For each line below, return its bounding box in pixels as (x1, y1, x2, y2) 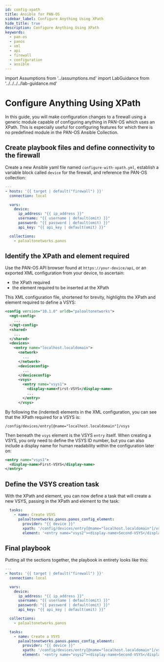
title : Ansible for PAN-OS (5, 12, 60, 17)
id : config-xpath (5, 7, 41, 12)
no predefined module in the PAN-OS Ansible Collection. (5, 129, 119, 135)
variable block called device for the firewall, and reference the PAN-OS (5, 170, 147, 175)
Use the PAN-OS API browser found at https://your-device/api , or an (5, 265, 146, 271)
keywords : (5, 30, 25, 35)
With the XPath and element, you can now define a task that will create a (5, 493, 151, 499)
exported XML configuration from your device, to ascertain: (5, 270, 124, 276)
